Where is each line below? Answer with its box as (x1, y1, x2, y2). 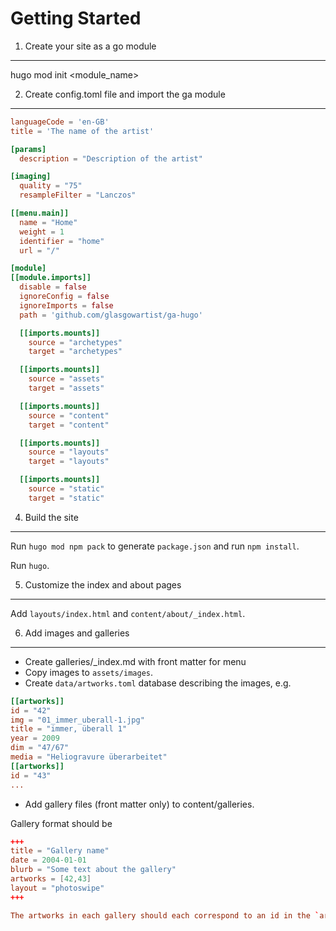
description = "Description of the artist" (19, 153, 203, 164)
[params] (10, 144, 47, 154)
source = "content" (28, 410, 110, 421)
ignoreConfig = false (19, 292, 110, 302)
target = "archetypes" (28, 347, 123, 357)
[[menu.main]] (10, 208, 70, 219)
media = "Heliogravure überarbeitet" (10, 752, 168, 762)
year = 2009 (10, 733, 60, 744)
